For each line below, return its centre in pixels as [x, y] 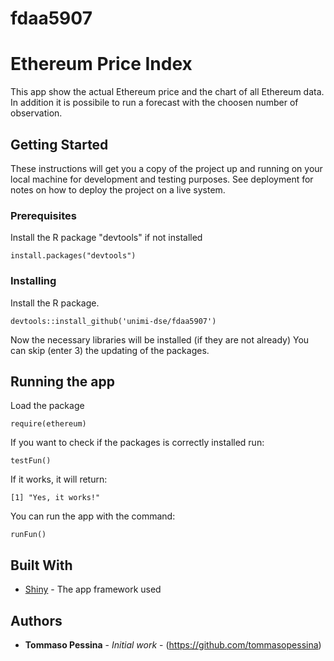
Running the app [62, 381]
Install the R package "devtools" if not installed [106, 238]
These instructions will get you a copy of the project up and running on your [166, 168]
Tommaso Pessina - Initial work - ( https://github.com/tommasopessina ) [173, 644]
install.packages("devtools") [73, 256]
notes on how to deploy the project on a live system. [118, 189]
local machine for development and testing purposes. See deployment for [162, 179]
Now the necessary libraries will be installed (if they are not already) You [160, 339]
